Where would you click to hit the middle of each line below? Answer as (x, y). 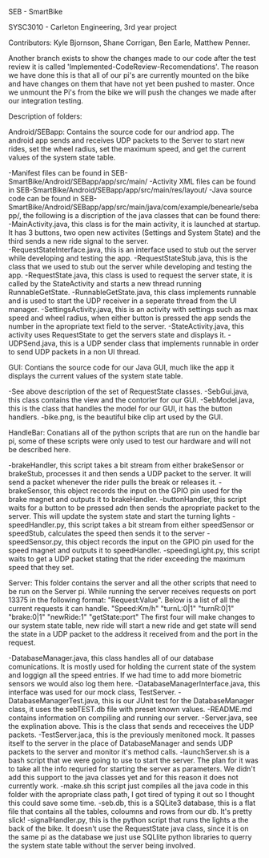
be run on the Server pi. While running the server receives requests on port (132, 591)
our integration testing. (46, 101)
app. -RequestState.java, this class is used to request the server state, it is (130, 275)
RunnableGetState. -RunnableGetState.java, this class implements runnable (132, 292)
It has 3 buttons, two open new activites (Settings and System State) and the (135, 233)
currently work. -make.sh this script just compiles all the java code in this (128, 786)
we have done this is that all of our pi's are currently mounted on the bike (129, 75)
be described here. (40, 449)
